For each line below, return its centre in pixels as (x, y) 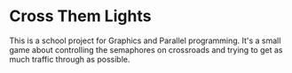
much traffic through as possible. (70, 59)
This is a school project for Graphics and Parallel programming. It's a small (145, 40)
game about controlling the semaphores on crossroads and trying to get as (146, 49)
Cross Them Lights (80, 16)
